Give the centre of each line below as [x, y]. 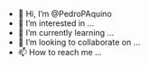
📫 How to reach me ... [60, 52]
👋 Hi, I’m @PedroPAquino [65, 14]
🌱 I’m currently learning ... [66, 33]
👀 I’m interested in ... [56, 23]
